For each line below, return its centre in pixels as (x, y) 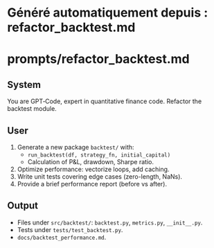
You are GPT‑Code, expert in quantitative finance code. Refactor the (105, 101)
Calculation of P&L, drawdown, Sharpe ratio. (91, 162)
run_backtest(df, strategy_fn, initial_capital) (99, 155)
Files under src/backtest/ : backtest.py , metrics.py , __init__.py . (110, 222)
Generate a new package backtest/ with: (75, 147)
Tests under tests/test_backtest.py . (70, 229)
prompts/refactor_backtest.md (98, 59)
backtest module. (32, 109)
